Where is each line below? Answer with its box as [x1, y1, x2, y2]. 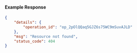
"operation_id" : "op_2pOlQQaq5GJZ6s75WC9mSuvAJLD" [23, 24, 133, 30]
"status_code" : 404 [14, 38, 56, 44]
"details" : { [14, 20, 42, 25]
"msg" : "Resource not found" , [14, 34, 78, 39]
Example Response [5, 4, 46, 10]
